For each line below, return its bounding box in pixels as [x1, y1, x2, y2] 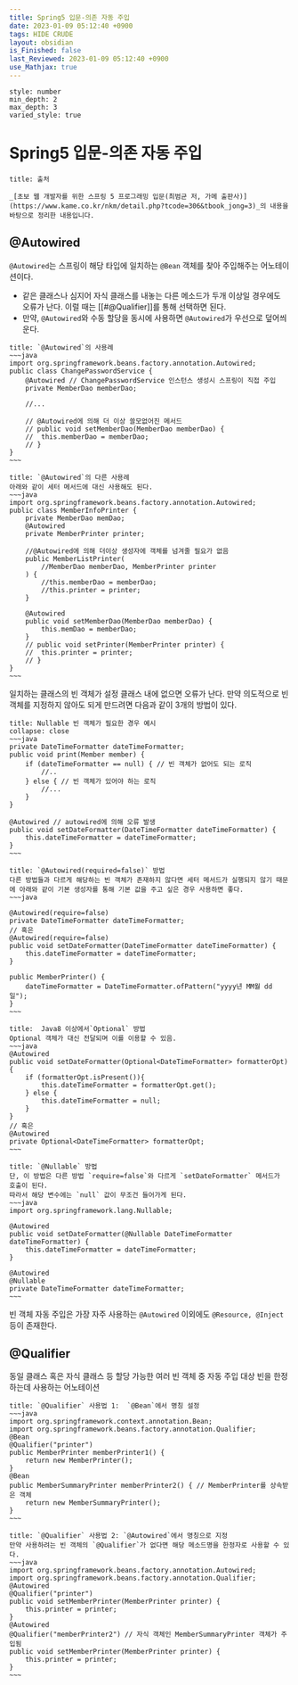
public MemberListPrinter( [25, 554, 125, 563]
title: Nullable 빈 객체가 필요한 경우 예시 [9, 719, 157, 728]
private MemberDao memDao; [25, 514, 125, 523]
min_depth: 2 [9, 95, 58, 103]
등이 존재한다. [9, 1319, 58, 1330]
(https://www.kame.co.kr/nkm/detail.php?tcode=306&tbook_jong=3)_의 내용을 [9, 202, 289, 211]
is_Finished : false [9, 46, 82, 55]
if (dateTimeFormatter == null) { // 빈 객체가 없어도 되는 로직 [25, 759, 252, 768]
